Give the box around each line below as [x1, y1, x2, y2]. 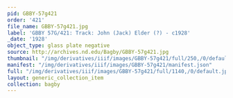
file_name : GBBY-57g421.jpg [7, 23, 89, 30]
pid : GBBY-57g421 [7, 10, 58, 17]
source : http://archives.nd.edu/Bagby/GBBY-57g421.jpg [7, 49, 169, 56]
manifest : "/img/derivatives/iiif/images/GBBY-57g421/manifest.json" [7, 61, 213, 68]
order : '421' [7, 17, 45, 23]
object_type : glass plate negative [7, 42, 110, 49]
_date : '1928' [7, 36, 49, 43]
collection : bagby [7, 81, 60, 88]
